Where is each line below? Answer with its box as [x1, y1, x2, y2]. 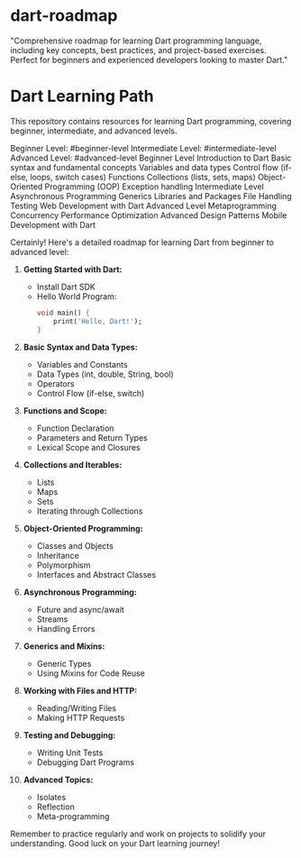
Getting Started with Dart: [23, 263, 123, 275]
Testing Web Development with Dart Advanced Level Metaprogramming [10, 200, 278, 211]
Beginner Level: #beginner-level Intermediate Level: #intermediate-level [10, 142, 278, 153]
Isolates [36, 791, 67, 802]
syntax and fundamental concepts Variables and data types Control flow [10, 161, 278, 172]
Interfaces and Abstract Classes [36, 569, 157, 580]
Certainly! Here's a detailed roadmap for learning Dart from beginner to [10, 236, 274, 248]
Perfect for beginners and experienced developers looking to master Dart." [10, 54, 288, 65]
